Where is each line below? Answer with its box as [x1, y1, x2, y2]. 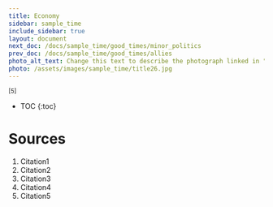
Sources [8, 129, 67, 148]
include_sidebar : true [8, 27, 85, 35]
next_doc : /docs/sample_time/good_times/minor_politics [8, 42, 201, 50]
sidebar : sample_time [8, 19, 82, 28]
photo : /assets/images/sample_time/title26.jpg [8, 65, 173, 73]
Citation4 [19, 182, 51, 192]
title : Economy [8, 11, 60, 20]
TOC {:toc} [19, 101, 57, 110]
